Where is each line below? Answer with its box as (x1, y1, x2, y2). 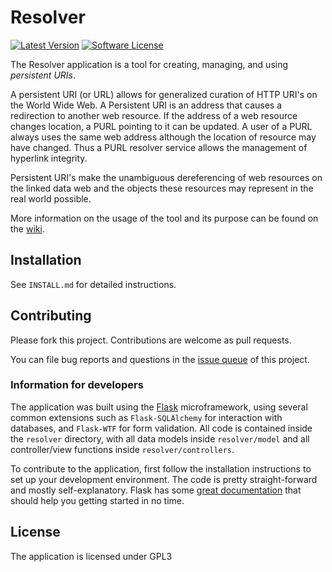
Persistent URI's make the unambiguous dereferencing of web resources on (10, 171, 323, 183)
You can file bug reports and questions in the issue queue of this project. (10, 353, 310, 365)
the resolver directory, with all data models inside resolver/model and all (10, 432, 310, 445)
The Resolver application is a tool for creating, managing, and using (10, 58, 289, 70)
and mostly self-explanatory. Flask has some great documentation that (10, 484, 302, 496)
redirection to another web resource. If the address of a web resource (10, 109, 298, 121)
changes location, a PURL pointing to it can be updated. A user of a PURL (10, 120, 313, 132)
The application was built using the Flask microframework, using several (10, 401, 308, 413)
